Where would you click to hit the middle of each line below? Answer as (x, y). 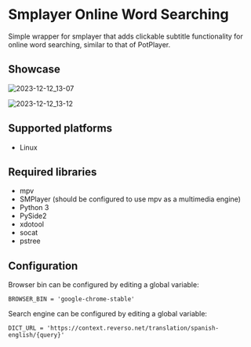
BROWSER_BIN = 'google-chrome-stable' (71, 299)
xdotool (32, 224)
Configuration (43, 266)
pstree (30, 241)
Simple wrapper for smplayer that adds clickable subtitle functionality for (125, 36)
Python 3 (34, 208)
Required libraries (53, 172)
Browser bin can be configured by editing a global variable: (104, 285)
